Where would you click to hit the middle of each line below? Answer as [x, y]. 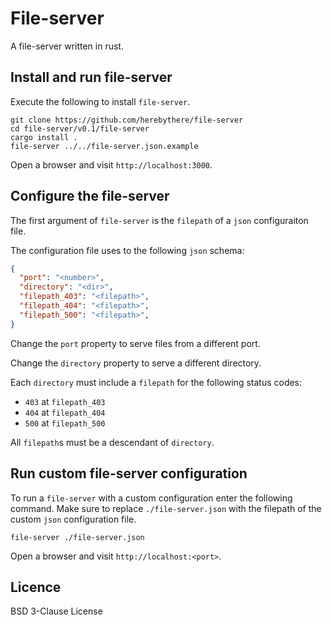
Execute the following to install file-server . [100, 101]
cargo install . [44, 137]
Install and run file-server [91, 77]
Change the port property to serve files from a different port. [135, 343]
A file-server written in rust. [67, 46]
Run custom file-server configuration [129, 473]
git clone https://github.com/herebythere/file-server [127, 120]
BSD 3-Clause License [56, 611]
